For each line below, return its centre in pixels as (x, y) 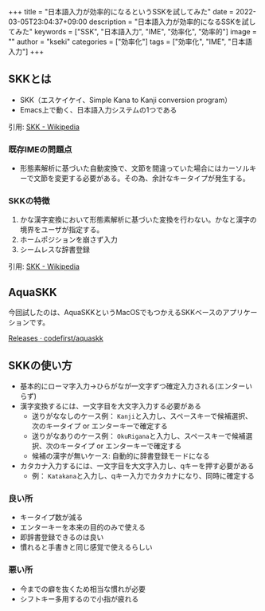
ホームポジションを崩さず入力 (68, 240)
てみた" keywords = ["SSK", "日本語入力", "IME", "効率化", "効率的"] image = (132, 32)
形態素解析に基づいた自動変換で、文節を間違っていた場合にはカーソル (134, 168)
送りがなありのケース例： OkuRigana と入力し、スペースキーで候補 (138, 436)
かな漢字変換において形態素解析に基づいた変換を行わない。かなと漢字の (138, 220)
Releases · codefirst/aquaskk (56, 338)
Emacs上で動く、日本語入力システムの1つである (98, 109)
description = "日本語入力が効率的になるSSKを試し (172, 22)
